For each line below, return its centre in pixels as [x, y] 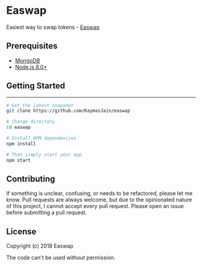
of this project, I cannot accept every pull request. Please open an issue [95, 206]
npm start [19, 160]
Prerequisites [32, 46]
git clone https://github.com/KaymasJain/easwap [68, 111]
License [21, 231]
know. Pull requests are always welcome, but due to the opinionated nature [99, 200]
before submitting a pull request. [47, 213]
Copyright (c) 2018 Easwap [40, 246]
